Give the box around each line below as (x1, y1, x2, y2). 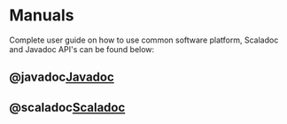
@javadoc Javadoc (9, 70, 115, 85)
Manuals (9, 5, 74, 26)
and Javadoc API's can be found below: (9, 43, 155, 54)
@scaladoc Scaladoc (9, 99, 126, 115)
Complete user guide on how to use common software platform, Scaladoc (9, 35, 279, 45)
